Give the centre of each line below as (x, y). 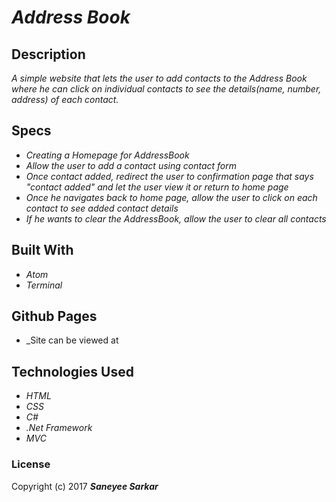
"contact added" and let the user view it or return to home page (157, 187)
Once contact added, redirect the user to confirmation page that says (169, 176)
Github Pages (54, 316)
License (31, 464)
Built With (42, 250)
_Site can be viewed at (72, 340)
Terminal (44, 285)
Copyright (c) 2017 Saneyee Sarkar (85, 486)
